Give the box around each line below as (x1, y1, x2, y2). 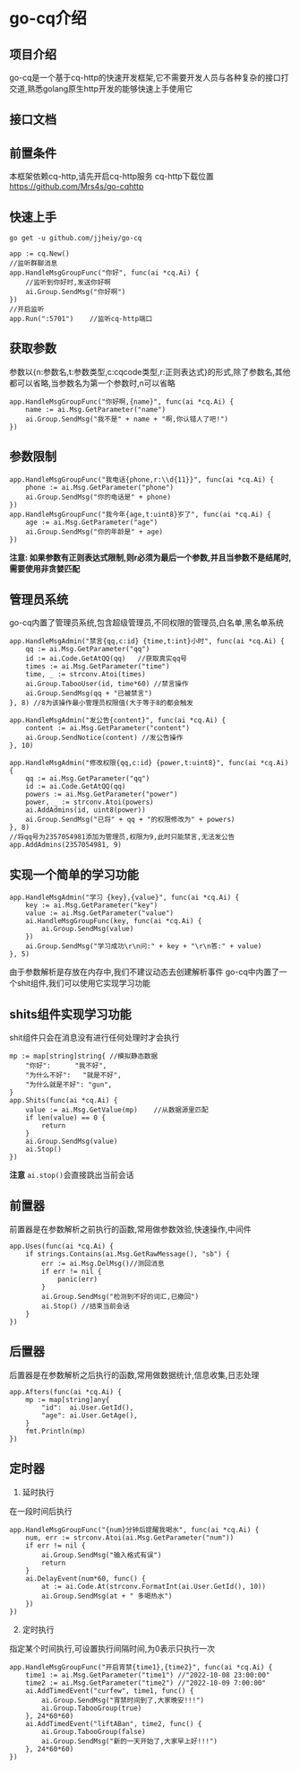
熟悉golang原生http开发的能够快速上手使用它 (27, 83, 193, 94)
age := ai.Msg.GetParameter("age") (25, 518, 159, 527)
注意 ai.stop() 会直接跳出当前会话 (9, 1170, 134, 1181)
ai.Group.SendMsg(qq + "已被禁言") (25, 689, 153, 698)
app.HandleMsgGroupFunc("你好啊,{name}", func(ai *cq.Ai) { (9, 397, 235, 406)
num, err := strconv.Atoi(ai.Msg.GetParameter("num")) (25, 1533, 235, 1542)
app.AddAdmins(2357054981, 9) (9, 841, 123, 850)
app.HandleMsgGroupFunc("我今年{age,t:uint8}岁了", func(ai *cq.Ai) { (9, 510, 271, 519)
